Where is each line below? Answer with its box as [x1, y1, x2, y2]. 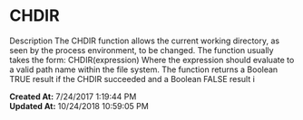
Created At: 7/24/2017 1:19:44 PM [9, 91, 137, 102]
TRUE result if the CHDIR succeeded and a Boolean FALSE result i [9, 73, 256, 84]
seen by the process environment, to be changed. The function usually [9, 44, 274, 55]
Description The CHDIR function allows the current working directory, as [9, 35, 279, 46]
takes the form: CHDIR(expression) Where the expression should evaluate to [9, 54, 295, 65]
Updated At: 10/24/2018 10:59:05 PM [9, 100, 150, 111]
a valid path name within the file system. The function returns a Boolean [9, 64, 279, 75]
